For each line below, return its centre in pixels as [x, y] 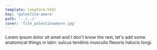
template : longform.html [31, 10]
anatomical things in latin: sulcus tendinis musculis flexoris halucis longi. [79, 43]
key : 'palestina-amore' [30, 14]
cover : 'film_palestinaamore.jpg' [41, 23]
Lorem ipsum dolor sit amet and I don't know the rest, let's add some [75, 37]
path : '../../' [21, 19]
